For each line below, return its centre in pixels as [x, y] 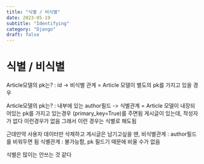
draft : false [23, 35]
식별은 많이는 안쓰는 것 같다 [39, 155]
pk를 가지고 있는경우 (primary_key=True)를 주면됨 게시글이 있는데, [102, 113]
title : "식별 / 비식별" [33, 12]
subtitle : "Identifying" [38, 23]
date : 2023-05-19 [28, 18]
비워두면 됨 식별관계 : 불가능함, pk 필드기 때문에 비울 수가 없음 [86, 142]
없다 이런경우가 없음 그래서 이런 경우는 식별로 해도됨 [75, 121]
